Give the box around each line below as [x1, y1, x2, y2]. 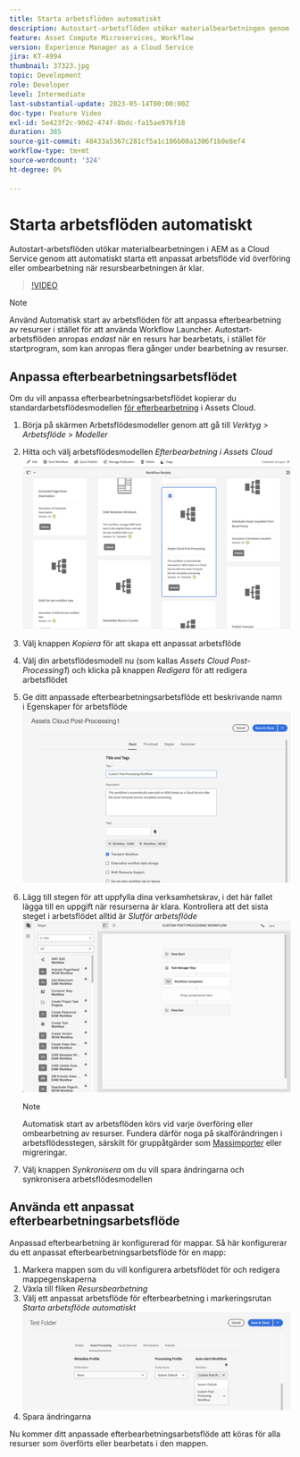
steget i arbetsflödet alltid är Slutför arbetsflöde [21, 910, 198, 921]
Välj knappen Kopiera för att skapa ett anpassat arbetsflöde [21, 638, 242, 649]
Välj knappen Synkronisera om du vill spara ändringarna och [21, 1165, 245, 1175]
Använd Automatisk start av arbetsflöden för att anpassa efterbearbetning [9, 315, 281, 325]
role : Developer [9, 80, 70, 89]
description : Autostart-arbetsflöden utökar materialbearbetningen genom [9, 23, 290, 33]
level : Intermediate [9, 89, 87, 98]
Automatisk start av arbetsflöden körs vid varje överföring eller [21, 1118, 254, 1130]
